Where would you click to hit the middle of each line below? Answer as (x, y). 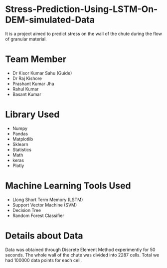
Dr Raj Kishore (27, 78)
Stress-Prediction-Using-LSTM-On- (82, 9)
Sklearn (20, 144)
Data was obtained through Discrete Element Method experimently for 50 (80, 249)
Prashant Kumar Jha (33, 83)
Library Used (32, 115)
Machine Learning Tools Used (68, 185)
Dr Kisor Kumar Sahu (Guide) (42, 73)
